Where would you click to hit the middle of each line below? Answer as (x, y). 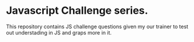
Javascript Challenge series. (77, 11)
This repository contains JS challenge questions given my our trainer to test (97, 26)
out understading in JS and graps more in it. (59, 32)
